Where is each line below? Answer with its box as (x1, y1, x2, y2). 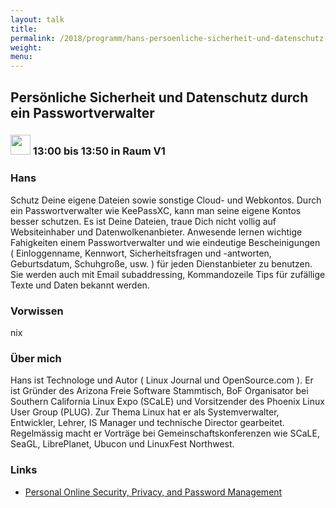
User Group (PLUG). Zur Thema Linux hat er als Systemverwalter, (10, 406, 280, 418)
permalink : (10, 33, 56, 43)
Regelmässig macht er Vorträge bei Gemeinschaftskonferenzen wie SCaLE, (10, 427, 320, 440)
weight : (10, 42, 43, 53)
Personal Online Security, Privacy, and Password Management (24, 486, 283, 498)
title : (10, 24, 38, 34)
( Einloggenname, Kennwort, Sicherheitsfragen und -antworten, (10, 247, 272, 259)
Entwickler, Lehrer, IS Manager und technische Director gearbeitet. (10, 417, 285, 429)
